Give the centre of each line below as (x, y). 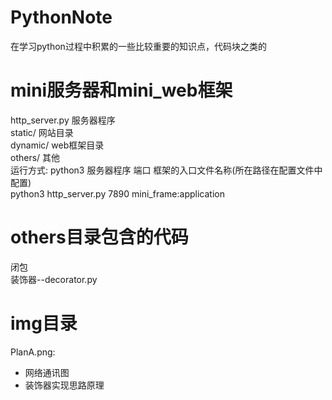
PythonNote (61, 17)
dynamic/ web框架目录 (57, 145)
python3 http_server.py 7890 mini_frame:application (117, 193)
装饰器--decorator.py (54, 279)
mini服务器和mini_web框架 (121, 90)
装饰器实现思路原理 (64, 385)
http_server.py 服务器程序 (63, 120)
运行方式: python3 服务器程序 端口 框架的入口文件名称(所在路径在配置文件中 (166, 170)
